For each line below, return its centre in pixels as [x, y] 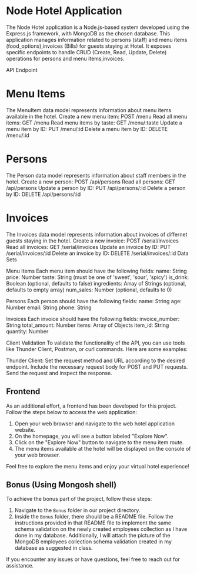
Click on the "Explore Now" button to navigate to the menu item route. [99, 442]
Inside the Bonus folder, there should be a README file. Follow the [94, 517]
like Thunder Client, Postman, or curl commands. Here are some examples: [97, 349]
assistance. [20, 566]
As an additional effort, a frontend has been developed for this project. [91, 406]
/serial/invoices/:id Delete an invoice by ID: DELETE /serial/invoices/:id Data [98, 253]
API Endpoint [22, 70]
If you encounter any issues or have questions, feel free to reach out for [93, 559]
